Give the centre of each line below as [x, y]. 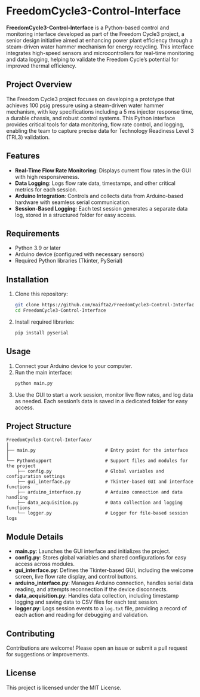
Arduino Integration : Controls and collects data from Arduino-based [99, 196]
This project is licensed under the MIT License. [64, 687]
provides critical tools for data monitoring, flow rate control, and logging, [95, 124]
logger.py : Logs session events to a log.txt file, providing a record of [101, 608]
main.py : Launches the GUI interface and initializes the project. [93, 551]
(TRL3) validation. [28, 137]
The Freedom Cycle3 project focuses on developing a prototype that [90, 99]
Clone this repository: [41, 294]
